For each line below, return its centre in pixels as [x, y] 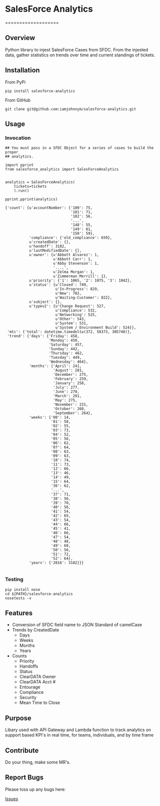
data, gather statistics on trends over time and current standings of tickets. [80, 55]
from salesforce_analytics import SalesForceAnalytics [62, 170]
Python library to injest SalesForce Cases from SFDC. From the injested [77, 49]
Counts [19, 656]
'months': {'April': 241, [55, 366]
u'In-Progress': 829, [77, 289]
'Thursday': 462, [66, 353]
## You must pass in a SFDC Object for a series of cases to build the [79, 148]
